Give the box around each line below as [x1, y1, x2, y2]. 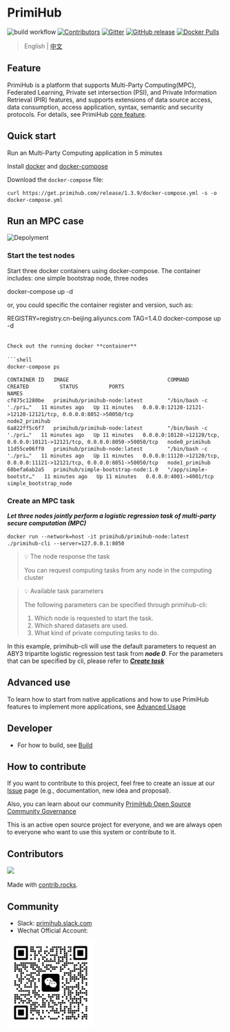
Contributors [7, 848, 64, 860]
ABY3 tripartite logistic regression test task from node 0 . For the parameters [7, 649, 224, 657]
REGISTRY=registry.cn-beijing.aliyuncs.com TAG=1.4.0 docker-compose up [7, 314, 222, 322]
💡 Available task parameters [23, 586, 104, 595]
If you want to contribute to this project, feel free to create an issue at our [7, 779, 216, 787]
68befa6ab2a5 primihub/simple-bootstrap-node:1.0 [7, 466, 158, 473]
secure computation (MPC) [7, 518, 87, 527]
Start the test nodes [7, 251, 76, 261]
